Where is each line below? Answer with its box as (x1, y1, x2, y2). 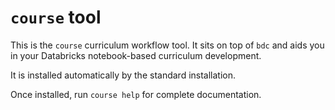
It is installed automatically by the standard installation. (10, 69, 237, 81)
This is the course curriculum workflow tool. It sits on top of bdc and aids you (10, 39, 325, 51)
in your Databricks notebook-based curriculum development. (10, 49, 262, 61)
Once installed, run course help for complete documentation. (10, 88, 262, 100)
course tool (10, 6, 102, 29)
